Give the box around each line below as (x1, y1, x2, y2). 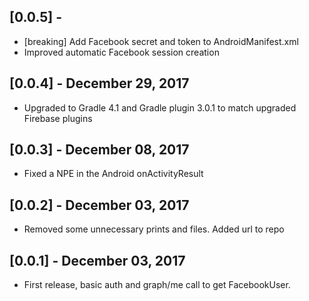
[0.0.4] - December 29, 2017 (9, 75, 190, 92)
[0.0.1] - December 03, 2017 (9, 252, 186, 269)
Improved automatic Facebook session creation (23, 46, 220, 58)
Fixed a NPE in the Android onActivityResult (23, 168, 204, 180)
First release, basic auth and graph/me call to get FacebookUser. (23, 279, 291, 291)
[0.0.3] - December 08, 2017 (9, 141, 190, 159)
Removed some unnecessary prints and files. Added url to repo (23, 223, 285, 235)
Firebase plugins (23, 112, 93, 124)
